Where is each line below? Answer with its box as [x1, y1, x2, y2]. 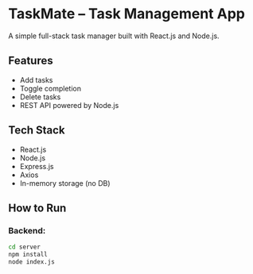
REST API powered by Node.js [19, 100, 119, 110]
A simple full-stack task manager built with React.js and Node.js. [8, 31, 220, 41]
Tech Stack [8, 124, 65, 137]
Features [8, 54, 53, 68]
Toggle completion [19, 83, 82, 93]
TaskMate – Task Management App [8, 5, 245, 23]
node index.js [8, 258, 56, 266]
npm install [8, 251, 48, 259]
